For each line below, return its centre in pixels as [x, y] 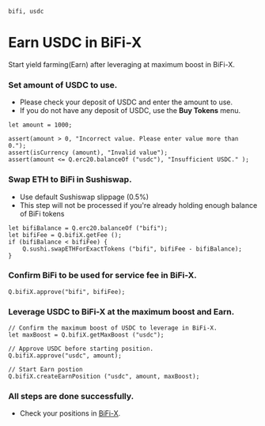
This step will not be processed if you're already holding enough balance [138, 205]
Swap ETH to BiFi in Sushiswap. [70, 179]
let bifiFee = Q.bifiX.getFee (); [65, 235]
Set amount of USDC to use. [63, 85]
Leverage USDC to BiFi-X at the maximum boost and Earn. [121, 311]
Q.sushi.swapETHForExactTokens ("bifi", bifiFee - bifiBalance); [132, 249]
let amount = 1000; [40, 125]
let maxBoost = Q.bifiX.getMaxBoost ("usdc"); [86, 335]
